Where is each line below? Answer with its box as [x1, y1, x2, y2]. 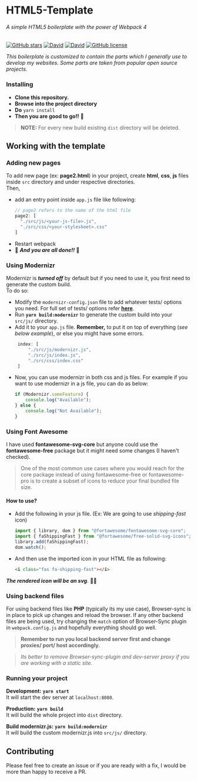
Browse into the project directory [14, 100, 98, 107]
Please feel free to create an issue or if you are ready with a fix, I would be [6, 762, 186, 769]
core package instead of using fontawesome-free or [20, 471, 148, 478]
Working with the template [6, 141, 106, 151]
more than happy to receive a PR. [6, 768, 87, 776]
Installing [6, 80, 34, 88]
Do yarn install [14, 106, 55, 113]
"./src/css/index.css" [28, 357, 84, 363]
